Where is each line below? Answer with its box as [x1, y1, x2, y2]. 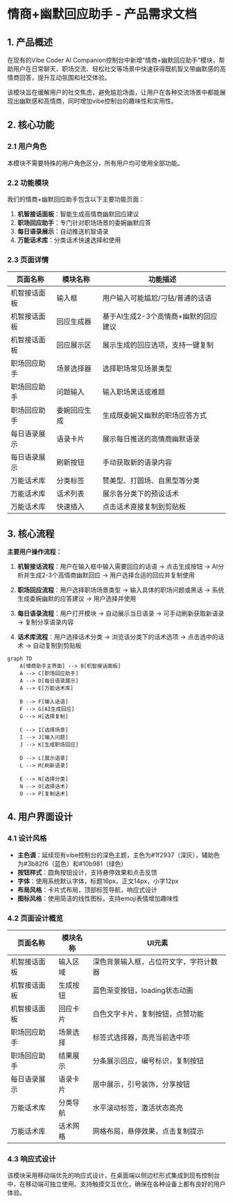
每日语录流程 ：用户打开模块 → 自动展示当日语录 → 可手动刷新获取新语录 [17, 609, 225, 617]
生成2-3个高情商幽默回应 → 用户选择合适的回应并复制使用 [29, 571, 196, 579]
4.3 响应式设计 [7, 1154, 56, 1163]
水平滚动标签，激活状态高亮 [92, 1103, 184, 1113]
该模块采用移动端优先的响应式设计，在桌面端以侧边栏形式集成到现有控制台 [7, 1171, 220, 1179]
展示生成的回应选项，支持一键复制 [102, 340, 214, 350]
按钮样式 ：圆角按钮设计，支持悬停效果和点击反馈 [17, 868, 157, 876]
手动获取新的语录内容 [102, 458, 172, 467]
